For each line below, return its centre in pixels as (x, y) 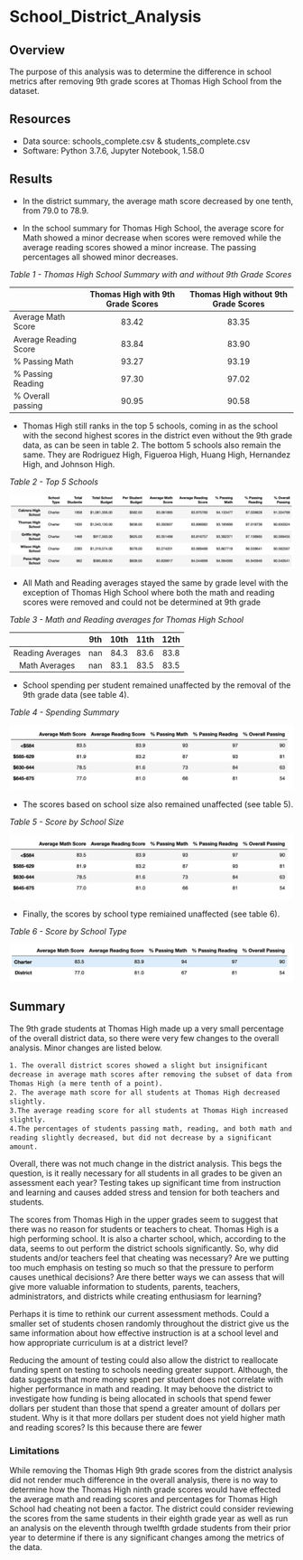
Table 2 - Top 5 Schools (54, 482)
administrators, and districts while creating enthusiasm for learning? (135, 1296)
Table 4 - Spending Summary (64, 712)
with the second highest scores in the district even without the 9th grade (157, 435)
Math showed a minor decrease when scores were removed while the (151, 238)
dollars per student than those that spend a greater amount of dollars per (145, 1408)
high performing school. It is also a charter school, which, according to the (148, 1238)
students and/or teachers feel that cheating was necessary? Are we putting (149, 1257)
